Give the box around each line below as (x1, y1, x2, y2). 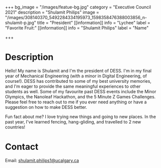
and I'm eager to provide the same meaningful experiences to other (5, 83, 141, 89)
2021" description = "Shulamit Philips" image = (5, 9, 100, 15)
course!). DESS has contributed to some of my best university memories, (5, 78, 152, 84)
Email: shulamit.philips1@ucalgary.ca (5, 157, 79, 163)
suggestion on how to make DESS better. (5, 104, 87, 110)
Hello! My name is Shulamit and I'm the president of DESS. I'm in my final (5, 68, 152, 73)
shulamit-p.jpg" (5, 20, 37, 25)
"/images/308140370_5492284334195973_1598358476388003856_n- (5, 15, 147, 20)
